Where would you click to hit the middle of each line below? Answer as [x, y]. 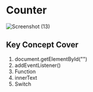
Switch [23, 84]
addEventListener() [38, 65]
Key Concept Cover [42, 45]
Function [25, 71]
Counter [26, 10]
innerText [26, 77]
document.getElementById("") [51, 59]
